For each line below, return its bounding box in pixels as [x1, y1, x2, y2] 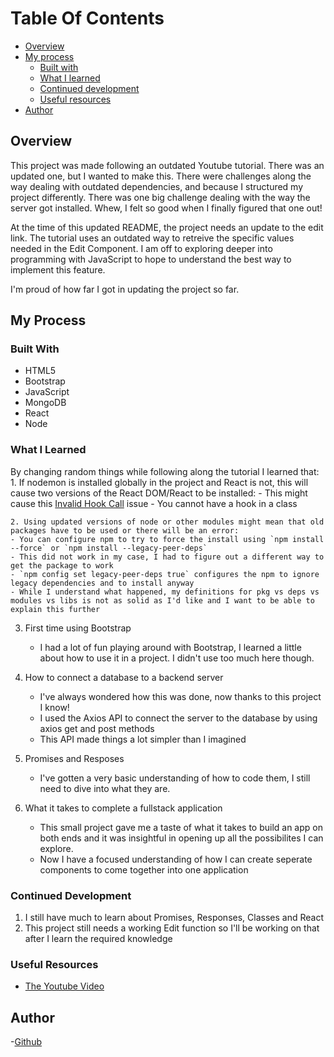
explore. [39, 842, 74, 854]
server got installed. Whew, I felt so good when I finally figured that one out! [10, 202, 323, 214]
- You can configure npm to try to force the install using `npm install [10, 534, 325, 544]
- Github [10, 1036, 42, 1048]
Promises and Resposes [24, 752, 125, 764]
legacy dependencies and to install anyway [10, 578, 195, 588]
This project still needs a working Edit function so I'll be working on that [24, 922, 320, 934]
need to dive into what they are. [39, 782, 171, 794]
